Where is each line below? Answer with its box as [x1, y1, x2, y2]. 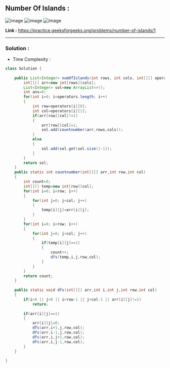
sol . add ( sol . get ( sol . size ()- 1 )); [41, 146, 112, 151]
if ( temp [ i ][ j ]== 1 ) [41, 240, 80, 245]
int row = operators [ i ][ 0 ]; [32, 104, 87, 109]
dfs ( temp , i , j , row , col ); [50, 254, 101, 260]
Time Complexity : [12, 56, 51, 62]
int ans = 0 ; [23, 90, 47, 95]
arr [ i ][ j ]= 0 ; [32, 320, 60, 326]
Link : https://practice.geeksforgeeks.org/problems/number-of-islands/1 [5, 27, 156, 33]
